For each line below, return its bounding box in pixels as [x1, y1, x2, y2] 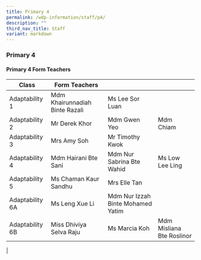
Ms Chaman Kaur [50, 175, 100, 183]
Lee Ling [157, 161, 182, 170]
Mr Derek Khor [50, 119, 92, 128]
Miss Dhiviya [50, 220, 87, 229]
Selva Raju [50, 228, 81, 237]
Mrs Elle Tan [107, 179, 142, 187]
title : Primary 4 [6, 8, 50, 15]
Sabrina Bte [107, 158, 141, 166]
